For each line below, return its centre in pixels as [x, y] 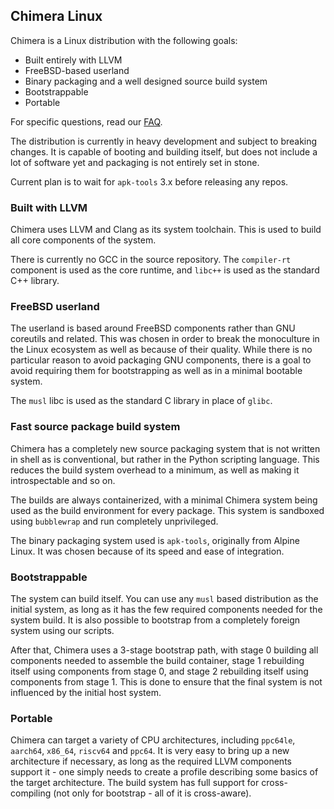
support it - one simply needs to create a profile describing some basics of [164, 772]
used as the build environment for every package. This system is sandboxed [167, 510]
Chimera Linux [56, 16]
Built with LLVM [49, 207]
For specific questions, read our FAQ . [86, 121]
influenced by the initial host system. [86, 692]
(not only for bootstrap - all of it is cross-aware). [152, 793]
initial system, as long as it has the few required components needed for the [166, 609]
